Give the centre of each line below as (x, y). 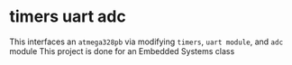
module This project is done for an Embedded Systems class (122, 51)
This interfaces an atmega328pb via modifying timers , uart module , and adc (146, 42)
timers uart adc (68, 17)
